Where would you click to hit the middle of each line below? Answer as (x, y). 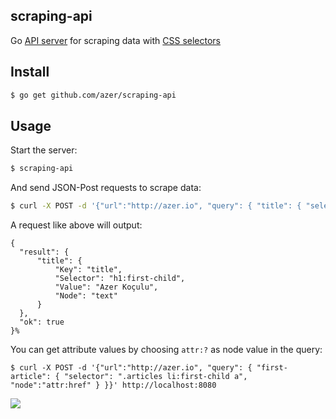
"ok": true (42, 322)
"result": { (44, 252)
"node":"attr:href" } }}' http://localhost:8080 (113, 385)
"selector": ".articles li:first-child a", (155, 377)
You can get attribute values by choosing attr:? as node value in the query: (166, 350)
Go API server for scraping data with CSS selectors (116, 40)
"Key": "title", (88, 270)
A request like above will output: (76, 225)
